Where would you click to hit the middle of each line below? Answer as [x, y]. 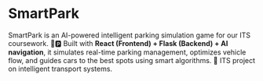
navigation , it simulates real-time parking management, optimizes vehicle [127, 52]
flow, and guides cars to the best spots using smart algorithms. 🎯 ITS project [132, 60]
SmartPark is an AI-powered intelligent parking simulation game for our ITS [130, 35]
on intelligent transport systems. [60, 69]
